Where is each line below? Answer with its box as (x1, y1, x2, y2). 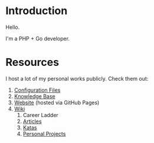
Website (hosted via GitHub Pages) (14, 99, 100, 106)
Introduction (5, 4, 68, 18)
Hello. (5, 24, 20, 31)
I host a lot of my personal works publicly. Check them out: (5, 75, 149, 82)
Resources (5, 56, 60, 69)
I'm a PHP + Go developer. (5, 35, 70, 42)
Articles (22, 118, 42, 125)
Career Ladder (22, 111, 58, 118)
